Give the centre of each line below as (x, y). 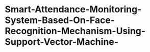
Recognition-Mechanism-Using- (75, 31)
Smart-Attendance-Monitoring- (73, 9)
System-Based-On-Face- (60, 20)
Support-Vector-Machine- (61, 42)
